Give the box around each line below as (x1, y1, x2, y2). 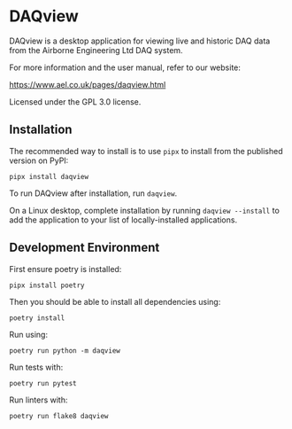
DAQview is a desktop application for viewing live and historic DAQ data (9, 35, 271, 46)
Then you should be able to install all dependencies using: (9, 296, 221, 307)
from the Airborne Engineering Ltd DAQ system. (9, 44, 183, 55)
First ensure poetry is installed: (9, 263, 122, 274)
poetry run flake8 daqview (9, 411, 109, 420)
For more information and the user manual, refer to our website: (9, 62, 242, 73)
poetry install (9, 313, 65, 323)
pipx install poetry (9, 281, 86, 290)
